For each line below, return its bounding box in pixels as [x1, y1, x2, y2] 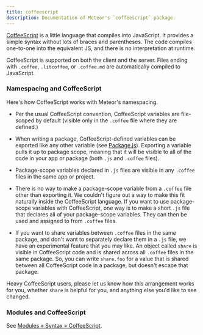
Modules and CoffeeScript [6, 308, 87, 317]
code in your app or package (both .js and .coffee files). [15, 154, 160, 162]
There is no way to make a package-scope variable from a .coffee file [15, 185, 192, 192]
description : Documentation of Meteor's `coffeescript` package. [6, 15, 176, 21]
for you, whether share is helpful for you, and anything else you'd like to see [6, 286, 197, 293]
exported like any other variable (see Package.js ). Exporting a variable [15, 141, 192, 149]
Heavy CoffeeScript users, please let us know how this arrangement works [6, 279, 194, 287]
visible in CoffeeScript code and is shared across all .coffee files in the [15, 248, 194, 256]
